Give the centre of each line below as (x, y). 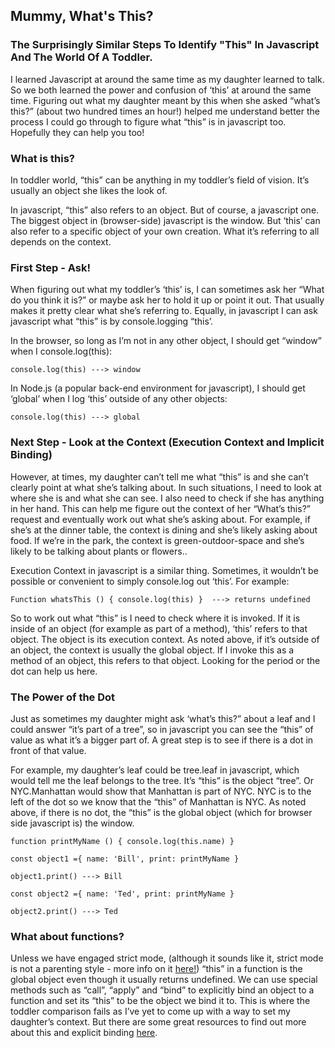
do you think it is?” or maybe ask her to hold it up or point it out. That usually (167, 300)
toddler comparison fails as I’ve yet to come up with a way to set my (150, 1011)
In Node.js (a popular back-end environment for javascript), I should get (158, 388)
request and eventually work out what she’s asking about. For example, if (160, 519)
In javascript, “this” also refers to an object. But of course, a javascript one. (165, 210)
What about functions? (67, 936)
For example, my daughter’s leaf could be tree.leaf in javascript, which (155, 770)
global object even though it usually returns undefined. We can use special (164, 980)
